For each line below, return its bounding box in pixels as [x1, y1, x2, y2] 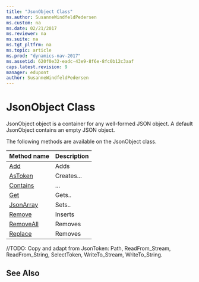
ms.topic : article [6, 47, 52, 53]
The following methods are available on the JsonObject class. [6, 138, 157, 145]
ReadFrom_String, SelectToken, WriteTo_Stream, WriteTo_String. [6, 251, 163, 258]
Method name [9, 152, 49, 160]
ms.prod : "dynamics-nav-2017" [6, 53, 81, 59]
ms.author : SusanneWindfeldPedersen [6, 14, 97, 20]
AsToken [9, 172, 34, 180]
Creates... [55, 172, 82, 180]
